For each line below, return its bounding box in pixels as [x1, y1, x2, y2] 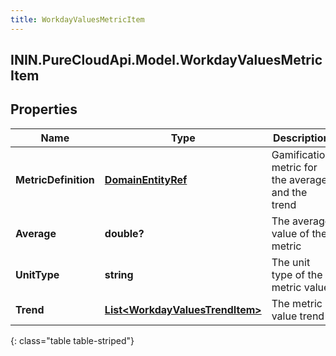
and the [271, 185, 308, 199]
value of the [271, 226, 328, 240]
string [104, 267, 134, 281]
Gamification [271, 147, 332, 161]
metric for [271, 160, 318, 174]
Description [273, 131, 330, 145]
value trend [271, 309, 325, 323]
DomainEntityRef [104, 172, 188, 186]
